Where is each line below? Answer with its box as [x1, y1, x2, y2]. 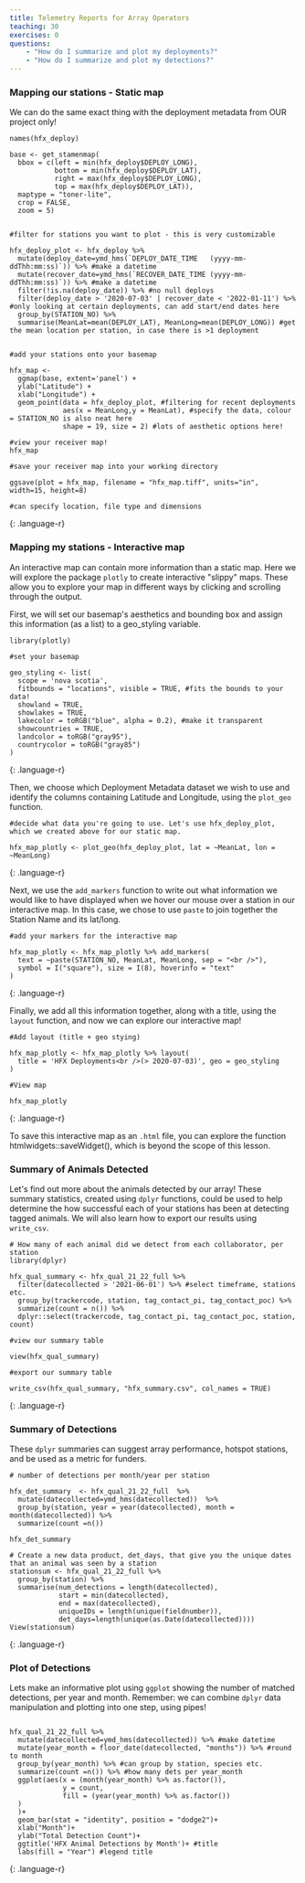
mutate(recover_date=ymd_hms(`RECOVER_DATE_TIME [17, 271, 206, 280]
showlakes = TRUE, [17, 707, 89, 718]
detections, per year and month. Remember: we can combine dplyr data [9, 1692, 281, 1703]
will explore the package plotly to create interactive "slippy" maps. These [9, 571, 289, 582]
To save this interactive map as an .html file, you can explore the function [9, 1130, 287, 1141]
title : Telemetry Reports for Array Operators [9, 13, 190, 23]
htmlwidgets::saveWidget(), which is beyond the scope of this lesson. [9, 1140, 271, 1151]
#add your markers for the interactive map [9, 931, 178, 941]
